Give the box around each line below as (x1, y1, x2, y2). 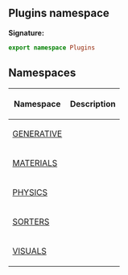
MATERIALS (12, 157, 58, 168)
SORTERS (12, 216, 50, 227)
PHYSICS (12, 186, 48, 197)
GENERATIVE (12, 128, 63, 139)
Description (69, 98, 116, 109)
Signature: (8, 27, 44, 37)
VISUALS (12, 245, 47, 256)
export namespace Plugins (8, 44, 95, 52)
